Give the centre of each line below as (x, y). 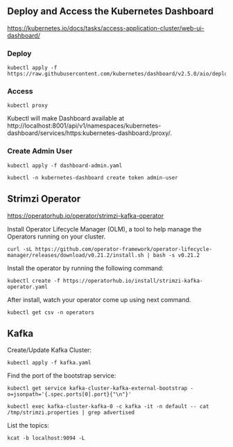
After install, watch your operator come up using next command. (99, 299)
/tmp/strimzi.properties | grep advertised (71, 413)
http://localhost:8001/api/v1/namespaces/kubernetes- (84, 126)
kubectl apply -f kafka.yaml (49, 363)
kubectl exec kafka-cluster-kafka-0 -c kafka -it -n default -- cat (108, 407)
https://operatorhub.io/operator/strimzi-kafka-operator (86, 216)
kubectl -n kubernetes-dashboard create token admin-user (93, 177)
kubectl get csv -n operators (51, 312)
